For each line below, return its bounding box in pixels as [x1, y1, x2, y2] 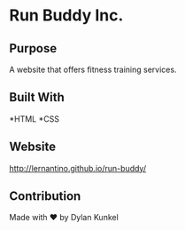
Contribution [9, 188, 81, 204]
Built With [9, 90, 65, 105]
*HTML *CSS [9, 113, 60, 124]
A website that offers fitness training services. [9, 64, 177, 75]
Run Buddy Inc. [9, 5, 124, 26]
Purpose [9, 41, 58, 56]
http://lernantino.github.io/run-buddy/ [9, 163, 147, 173]
